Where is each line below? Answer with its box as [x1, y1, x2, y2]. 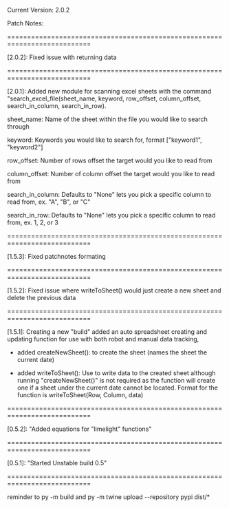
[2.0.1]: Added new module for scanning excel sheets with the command [7, 87, 212, 95]
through [7, 123, 30, 130]
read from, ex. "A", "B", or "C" [7, 198, 91, 206]
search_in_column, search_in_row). [7, 102, 107, 109]
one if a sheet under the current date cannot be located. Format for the [17, 383, 219, 392]
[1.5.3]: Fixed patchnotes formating [7, 253, 107, 260]
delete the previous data [7, 294, 76, 301]
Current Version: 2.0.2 [7, 6, 70, 14]
